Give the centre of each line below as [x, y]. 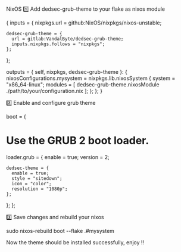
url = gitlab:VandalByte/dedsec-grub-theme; [68, 39]
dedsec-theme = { [28, 168]
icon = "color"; [32, 183]
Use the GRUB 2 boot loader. [78, 141]
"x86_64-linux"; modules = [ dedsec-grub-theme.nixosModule [83, 85]
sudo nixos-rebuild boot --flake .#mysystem [60, 231]
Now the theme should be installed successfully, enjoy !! [75, 242]
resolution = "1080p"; [40, 189]
